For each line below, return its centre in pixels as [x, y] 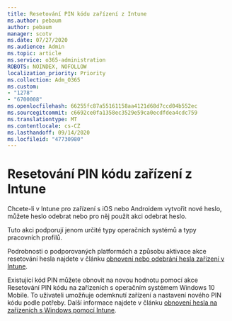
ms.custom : [23, 86]
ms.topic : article [34, 54]
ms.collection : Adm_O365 [44, 80]
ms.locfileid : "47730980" [45, 139]
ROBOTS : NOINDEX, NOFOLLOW [47, 67]
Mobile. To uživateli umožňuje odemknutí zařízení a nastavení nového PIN [114, 295]
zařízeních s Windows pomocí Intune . [62, 310]
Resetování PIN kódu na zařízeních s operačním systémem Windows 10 [111, 288]
